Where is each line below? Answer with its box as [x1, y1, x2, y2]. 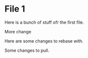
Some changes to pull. [4, 47, 50, 53]
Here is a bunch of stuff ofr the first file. [4, 19, 84, 25]
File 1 [4, 3, 25, 14]
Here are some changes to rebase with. [4, 38, 84, 44]
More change [4, 29, 32, 34]
